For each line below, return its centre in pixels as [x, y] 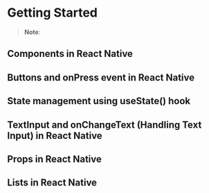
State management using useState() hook [99, 101]
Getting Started [53, 13]
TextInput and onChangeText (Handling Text [104, 125]
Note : [32, 32]
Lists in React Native [52, 183]
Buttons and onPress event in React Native [101, 77]
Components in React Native [70, 54]
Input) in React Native [55, 136]
